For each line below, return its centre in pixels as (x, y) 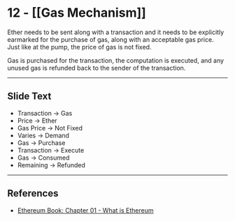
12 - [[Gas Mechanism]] (77, 13)
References (33, 193)
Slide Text (29, 97)
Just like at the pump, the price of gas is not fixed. (79, 47)
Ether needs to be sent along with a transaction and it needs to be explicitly (116, 32)
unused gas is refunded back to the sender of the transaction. (97, 68)
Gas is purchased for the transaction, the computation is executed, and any (116, 60)
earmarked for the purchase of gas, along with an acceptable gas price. (111, 39)
